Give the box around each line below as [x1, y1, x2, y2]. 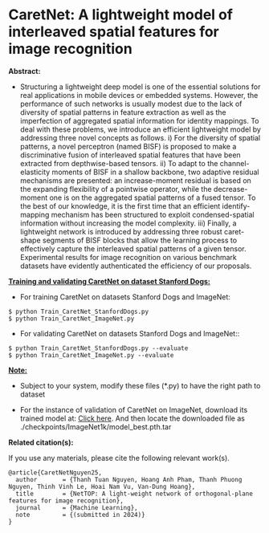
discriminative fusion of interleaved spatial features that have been [19, 150, 241, 160]
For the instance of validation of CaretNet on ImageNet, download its [19, 405, 248, 414]
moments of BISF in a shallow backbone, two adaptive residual [51, 167, 259, 177]
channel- [219, 158, 251, 168]
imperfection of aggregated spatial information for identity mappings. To [19, 116, 259, 125]
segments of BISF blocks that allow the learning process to [42, 235, 238, 245]
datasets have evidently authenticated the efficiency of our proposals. [19, 261, 252, 271]
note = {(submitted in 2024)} [15, 511, 146, 519]
